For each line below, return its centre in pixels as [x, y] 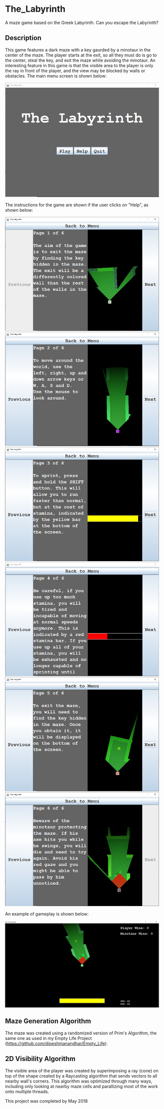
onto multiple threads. [27, 1091]
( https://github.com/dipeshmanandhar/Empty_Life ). [57, 1043]
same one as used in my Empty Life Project [48, 1038]
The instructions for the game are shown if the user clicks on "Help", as [77, 205]
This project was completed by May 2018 [46, 1101]
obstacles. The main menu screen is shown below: [56, 76]
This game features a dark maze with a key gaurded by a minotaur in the [78, 49]
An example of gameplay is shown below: [47, 914]
